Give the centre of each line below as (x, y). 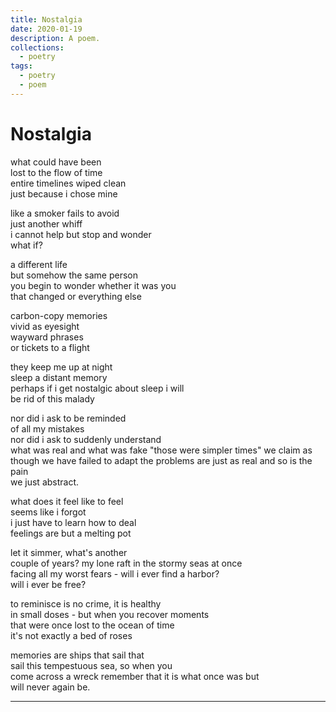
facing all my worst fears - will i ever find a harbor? (115, 573)
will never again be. (50, 687)
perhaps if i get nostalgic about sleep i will (97, 388)
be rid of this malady (52, 398)
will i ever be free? (48, 584)
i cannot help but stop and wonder (81, 234)
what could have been (56, 162)
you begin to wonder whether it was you (93, 285)
